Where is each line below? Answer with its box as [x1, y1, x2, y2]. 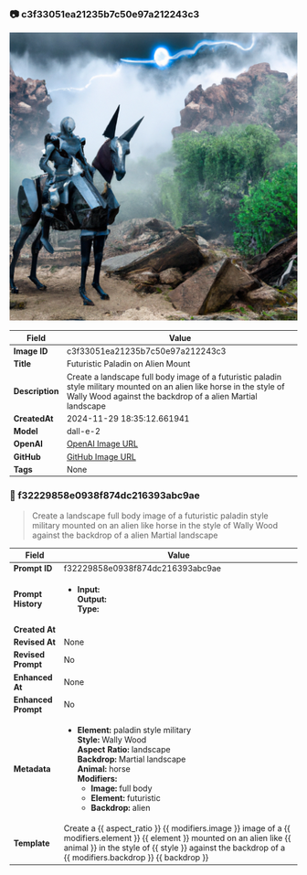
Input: [77, 583, 101, 594]
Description [13, 386, 59, 397]
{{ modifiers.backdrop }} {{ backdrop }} [63, 852, 209, 863]
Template [13, 838, 50, 848]
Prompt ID [13, 563, 53, 574]
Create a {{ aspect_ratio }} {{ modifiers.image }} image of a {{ [63, 823, 291, 834]
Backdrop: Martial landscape [77, 753, 186, 765]
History [13, 598, 43, 610]
